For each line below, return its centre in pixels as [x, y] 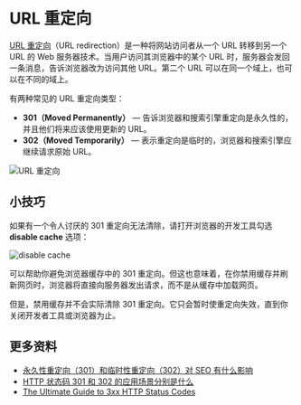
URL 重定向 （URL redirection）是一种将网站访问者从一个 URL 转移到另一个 [148, 45]
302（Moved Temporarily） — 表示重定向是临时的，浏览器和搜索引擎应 [157, 140]
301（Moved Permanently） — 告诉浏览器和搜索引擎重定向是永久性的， [158, 118]
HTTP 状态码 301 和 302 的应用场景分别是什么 [108, 381]
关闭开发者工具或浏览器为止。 [65, 315]
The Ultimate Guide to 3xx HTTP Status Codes [109, 391]
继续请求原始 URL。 [59, 151]
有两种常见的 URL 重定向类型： [67, 98]
